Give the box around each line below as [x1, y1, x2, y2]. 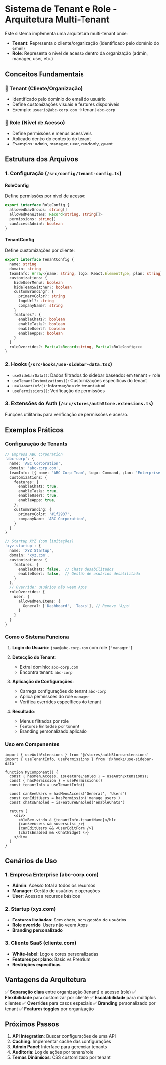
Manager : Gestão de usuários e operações [12, 888, 100, 894]
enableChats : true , [18, 484, 58, 489]
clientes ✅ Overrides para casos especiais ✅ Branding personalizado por [5, 1000, 156, 1006]
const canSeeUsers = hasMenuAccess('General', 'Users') [9, 791, 127, 796]
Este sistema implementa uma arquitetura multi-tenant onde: [5, 30, 128, 36]
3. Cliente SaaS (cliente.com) [5, 939, 77, 946]
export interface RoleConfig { [5, 203, 70, 208]
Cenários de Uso [5, 856, 57, 865]
